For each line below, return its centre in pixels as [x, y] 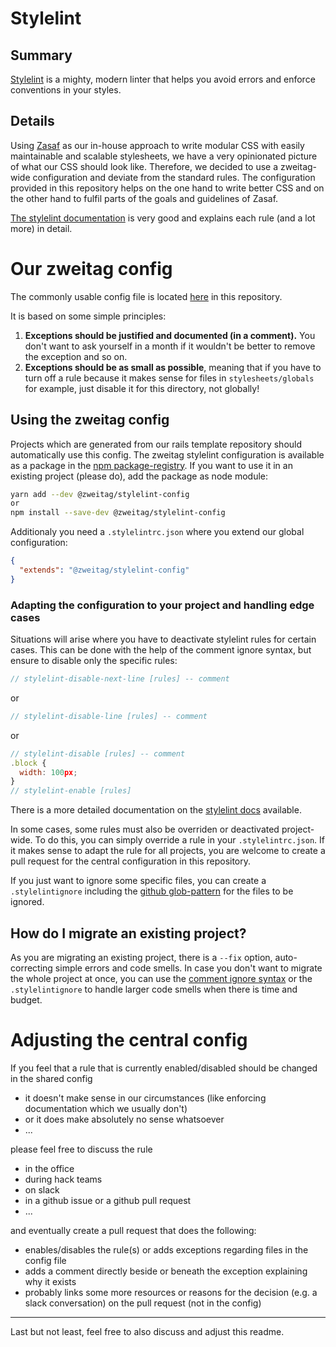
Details [32, 121]
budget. [26, 1000]
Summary [41, 55]
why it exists [50, 1281]
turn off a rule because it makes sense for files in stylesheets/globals [169, 378]
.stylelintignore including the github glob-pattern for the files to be [152, 891]
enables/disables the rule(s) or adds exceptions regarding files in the [166, 1249]
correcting [31, 968]
